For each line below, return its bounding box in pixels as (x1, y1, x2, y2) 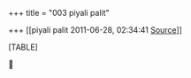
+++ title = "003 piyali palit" (8, 8, 110, 18)
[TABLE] (8, 42, 39, 52)
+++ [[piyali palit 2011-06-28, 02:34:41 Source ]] (8, 25, 183, 35)
